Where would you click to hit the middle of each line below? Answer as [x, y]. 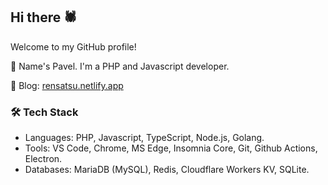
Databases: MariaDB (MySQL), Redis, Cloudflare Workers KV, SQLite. [167, 170]
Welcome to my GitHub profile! [73, 46]
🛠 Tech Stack [44, 112]
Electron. [43, 159]
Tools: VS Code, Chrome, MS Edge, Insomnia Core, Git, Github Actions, [171, 148]
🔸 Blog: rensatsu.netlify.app [67, 85]
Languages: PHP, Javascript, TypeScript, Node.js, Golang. [144, 138]
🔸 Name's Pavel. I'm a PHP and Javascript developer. [120, 66]
